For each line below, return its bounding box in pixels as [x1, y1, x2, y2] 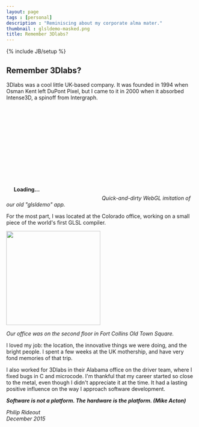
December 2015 [6, 415, 46, 422]
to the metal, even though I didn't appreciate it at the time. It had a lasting [6, 379, 188, 386]
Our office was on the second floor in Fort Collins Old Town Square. [6, 329, 174, 337]
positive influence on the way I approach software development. [6, 385, 165, 392]
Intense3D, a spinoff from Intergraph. [6, 94, 98, 101]
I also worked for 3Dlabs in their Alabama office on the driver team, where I [6, 366, 192, 373]
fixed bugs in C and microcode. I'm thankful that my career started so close [6, 372, 194, 379]
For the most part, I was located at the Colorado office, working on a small [6, 212, 190, 220]
